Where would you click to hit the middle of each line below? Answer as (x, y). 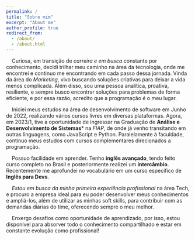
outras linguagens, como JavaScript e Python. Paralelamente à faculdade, (95, 134)
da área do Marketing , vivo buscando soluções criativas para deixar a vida (96, 79)
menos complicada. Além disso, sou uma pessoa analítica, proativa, (88, 85)
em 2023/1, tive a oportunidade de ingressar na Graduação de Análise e (93, 122)
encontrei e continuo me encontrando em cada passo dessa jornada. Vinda (97, 73)
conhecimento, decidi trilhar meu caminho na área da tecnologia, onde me (95, 67)
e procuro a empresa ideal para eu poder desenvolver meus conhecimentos (97, 194)
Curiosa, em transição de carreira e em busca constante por (84, 61)
